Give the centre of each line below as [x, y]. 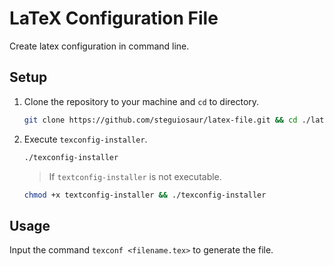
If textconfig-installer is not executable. [135, 176]
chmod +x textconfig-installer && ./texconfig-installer [145, 195]
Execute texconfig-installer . [85, 139]
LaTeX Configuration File [114, 18]
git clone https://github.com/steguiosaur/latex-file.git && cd [160, 120]
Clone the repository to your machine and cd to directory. [141, 101]
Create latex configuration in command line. [99, 46]
